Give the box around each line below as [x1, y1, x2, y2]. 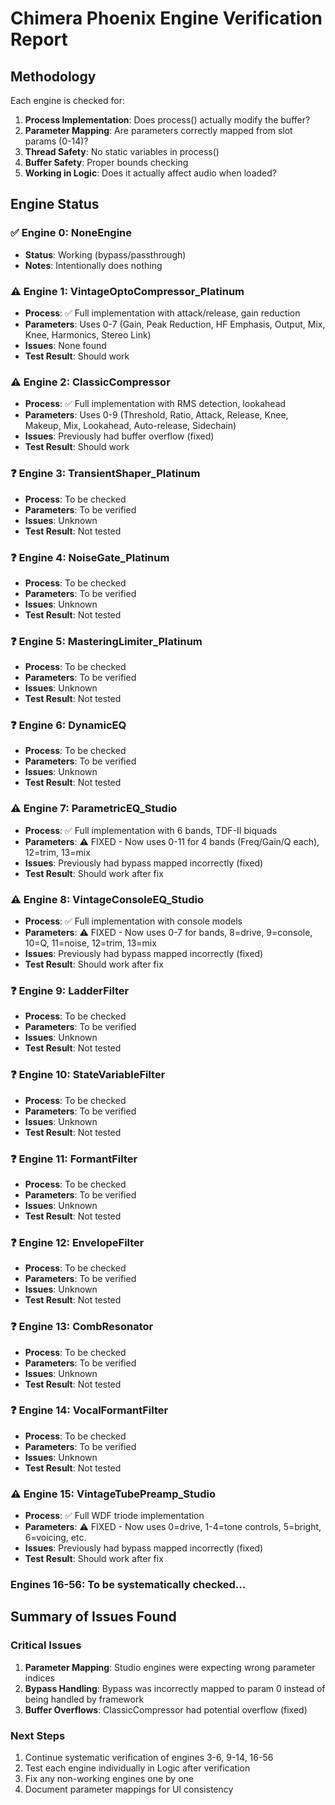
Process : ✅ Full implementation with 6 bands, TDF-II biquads [24, 824, 278, 836]
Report [10, 28, 68, 51]
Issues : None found [24, 339, 107, 351]
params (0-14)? [24, 135, 89, 147]
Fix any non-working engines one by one [24, 1773, 194, 1785]
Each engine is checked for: [10, 95, 125, 106]
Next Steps [10, 1728, 66, 1742]
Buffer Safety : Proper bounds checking [24, 157, 189, 168]
